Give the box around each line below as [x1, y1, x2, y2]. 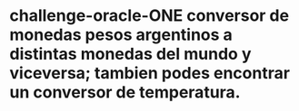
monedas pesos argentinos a [9, 24, 234, 45]
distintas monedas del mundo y [9, 44, 252, 64]
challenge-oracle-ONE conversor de [9, 5, 289, 26]
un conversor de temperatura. [9, 82, 241, 103]
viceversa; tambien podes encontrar [9, 63, 291, 84]
